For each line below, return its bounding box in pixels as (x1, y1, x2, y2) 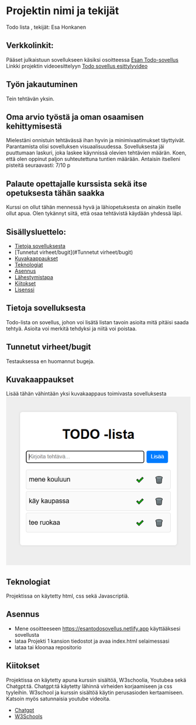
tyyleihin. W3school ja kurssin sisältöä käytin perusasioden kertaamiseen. (6, 689, 184, 696)
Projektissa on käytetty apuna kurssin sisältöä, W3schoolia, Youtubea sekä (6, 676, 187, 683)
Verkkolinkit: (6, 41, 54, 51)
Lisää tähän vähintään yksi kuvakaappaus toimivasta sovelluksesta (6, 390, 167, 397)
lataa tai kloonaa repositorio (14, 643, 82, 650)
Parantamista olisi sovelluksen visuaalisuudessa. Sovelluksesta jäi (6, 143, 165, 150)
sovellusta (14, 631, 40, 638)
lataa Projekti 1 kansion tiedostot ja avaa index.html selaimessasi (14, 637, 170, 645)
